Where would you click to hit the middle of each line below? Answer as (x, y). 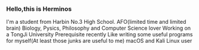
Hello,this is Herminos (39, 9)
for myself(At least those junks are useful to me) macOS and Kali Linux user (99, 41)
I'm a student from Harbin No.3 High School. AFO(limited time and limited (96, 22)
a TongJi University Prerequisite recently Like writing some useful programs (99, 35)
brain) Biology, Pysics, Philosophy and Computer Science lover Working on (99, 28)
